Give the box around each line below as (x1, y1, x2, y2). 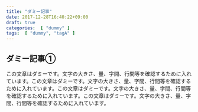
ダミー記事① (6, 53, 56, 63)
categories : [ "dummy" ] (6, 25, 70, 31)
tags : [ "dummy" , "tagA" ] (6, 30, 76, 36)
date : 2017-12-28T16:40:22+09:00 (6, 14, 89, 20)
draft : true (6, 19, 35, 25)
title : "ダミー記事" (6, 8, 52, 15)
